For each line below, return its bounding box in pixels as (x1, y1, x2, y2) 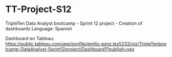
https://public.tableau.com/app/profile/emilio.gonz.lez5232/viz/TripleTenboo (5, 40, 167, 46)
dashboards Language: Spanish (5, 25, 73, 31)
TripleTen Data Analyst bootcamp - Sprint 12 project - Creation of (5, 20, 143, 26)
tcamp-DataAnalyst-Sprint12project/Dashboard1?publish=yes (5, 46, 135, 52)
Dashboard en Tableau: (5, 35, 55, 41)
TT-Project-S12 (5, 4, 72, 15)
